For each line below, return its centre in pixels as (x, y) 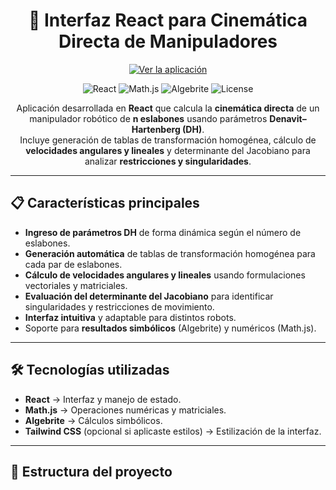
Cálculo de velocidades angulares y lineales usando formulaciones (165, 275)
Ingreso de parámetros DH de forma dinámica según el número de (163, 232)
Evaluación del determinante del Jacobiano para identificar (149, 296)
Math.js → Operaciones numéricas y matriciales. (125, 410)
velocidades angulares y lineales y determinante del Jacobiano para (168, 150)
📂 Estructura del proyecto (91, 471)
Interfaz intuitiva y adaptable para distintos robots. (130, 317)
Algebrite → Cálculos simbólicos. (93, 420)
